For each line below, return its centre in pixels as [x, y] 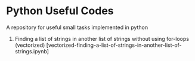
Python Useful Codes [60, 11]
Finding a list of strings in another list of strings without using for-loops [102, 38]
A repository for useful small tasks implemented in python [77, 27]
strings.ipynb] [32, 51]
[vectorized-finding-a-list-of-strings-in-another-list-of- [114, 45]
